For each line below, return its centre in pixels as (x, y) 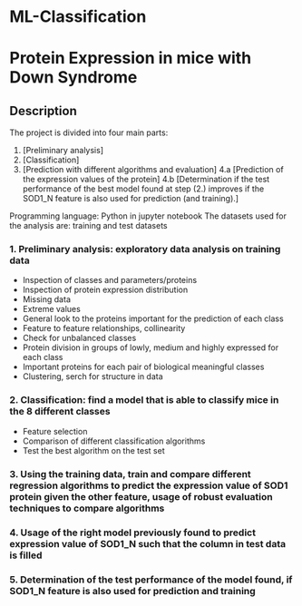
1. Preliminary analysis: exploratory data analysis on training (145, 249)
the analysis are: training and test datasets (88, 226)
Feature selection (55, 431)
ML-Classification (78, 17)
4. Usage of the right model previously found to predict (133, 533)
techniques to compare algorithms (87, 508)
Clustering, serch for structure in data (93, 376)
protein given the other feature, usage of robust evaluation (141, 496)
